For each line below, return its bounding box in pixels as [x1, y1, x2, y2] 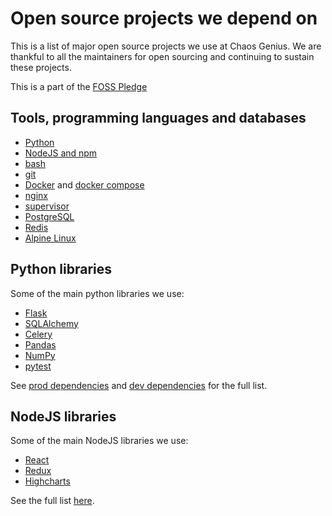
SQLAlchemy [24, 317, 79, 329]
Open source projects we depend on [10, 7, 318, 30]
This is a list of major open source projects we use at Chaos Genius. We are [10, 40, 322, 52]
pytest [24, 360, 52, 372]
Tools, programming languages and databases [10, 110, 307, 127]
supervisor [24, 200, 70, 212]
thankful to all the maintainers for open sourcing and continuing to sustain [10, 50, 315, 62]
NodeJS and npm [24, 147, 98, 159]
